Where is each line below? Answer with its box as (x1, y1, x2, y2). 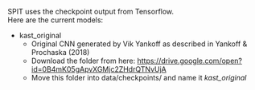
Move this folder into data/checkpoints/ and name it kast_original (31, 73, 247, 82)
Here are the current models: (7, 15, 104, 25)
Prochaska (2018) (31, 48, 90, 57)
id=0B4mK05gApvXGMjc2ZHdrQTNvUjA (31, 65, 167, 74)
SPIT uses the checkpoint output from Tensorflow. (7, 7, 175, 16)
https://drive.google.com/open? (137, 56, 243, 65)
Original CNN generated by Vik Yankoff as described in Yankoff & (31, 39, 248, 49)
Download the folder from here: (31, 56, 136, 65)
